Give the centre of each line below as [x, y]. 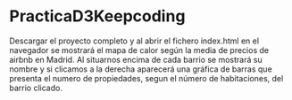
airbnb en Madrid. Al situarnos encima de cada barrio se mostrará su [136, 59]
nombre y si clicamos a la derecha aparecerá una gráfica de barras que [141, 69]
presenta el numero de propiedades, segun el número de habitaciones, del [146, 78]
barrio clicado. [36, 88]
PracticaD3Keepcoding [97, 16]
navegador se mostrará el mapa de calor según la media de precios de [139, 50]
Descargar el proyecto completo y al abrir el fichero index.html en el [134, 41]
